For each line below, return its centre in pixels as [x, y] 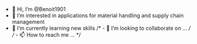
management [28, 22]
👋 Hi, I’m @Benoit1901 [39, 9]
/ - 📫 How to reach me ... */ [46, 35]
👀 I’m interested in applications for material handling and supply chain [98, 15]
